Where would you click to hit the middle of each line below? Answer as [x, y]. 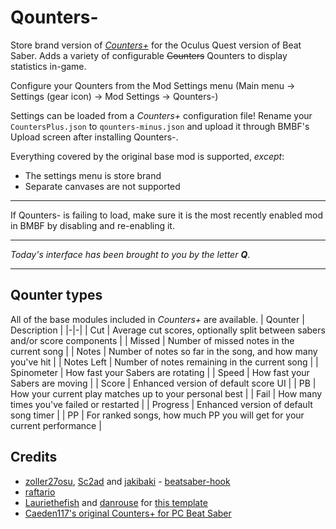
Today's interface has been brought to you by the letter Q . [130, 254]
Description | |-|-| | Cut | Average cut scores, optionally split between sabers [168, 330]
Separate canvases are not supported [102, 186]
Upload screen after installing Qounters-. [94, 137]
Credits [34, 457]
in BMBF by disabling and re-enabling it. [92, 225]
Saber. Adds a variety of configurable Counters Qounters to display [149, 55]
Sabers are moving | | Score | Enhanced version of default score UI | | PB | [163, 383]
